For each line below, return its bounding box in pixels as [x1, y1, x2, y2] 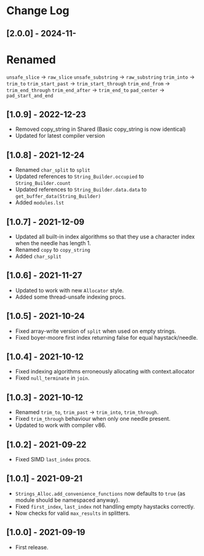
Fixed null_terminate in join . [15, 374, 90, 382]
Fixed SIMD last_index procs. [15, 456, 91, 463]
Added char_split [15, 253, 61, 260]
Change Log [6, 4, 69, 18]
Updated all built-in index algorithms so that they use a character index [15, 233, 195, 240]
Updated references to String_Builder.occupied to [15, 173, 144, 180]
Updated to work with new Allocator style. [15, 286, 124, 294]
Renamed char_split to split [15, 166, 90, 174]
